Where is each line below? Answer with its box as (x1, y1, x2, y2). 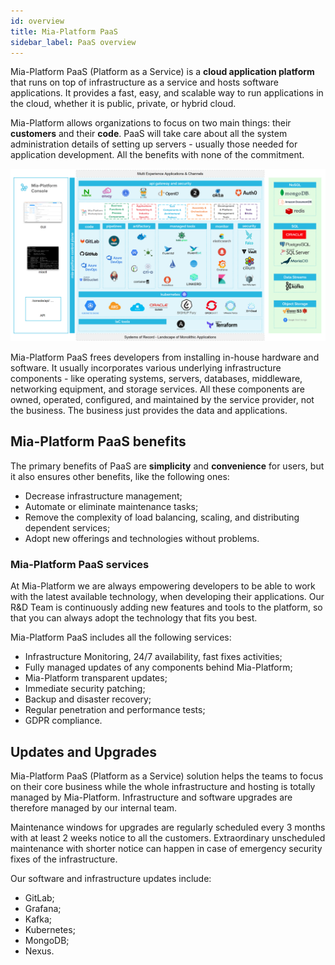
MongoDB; (24, 934, 70, 946)
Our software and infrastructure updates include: (10, 872, 212, 884)
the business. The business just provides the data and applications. (10, 405, 288, 416)
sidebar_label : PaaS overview (10, 37, 137, 47)
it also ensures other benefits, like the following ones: (10, 470, 230, 482)
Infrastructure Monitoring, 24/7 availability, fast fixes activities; (24, 651, 283, 663)
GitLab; (24, 891, 55, 904)
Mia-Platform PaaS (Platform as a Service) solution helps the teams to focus (10, 770, 324, 782)
